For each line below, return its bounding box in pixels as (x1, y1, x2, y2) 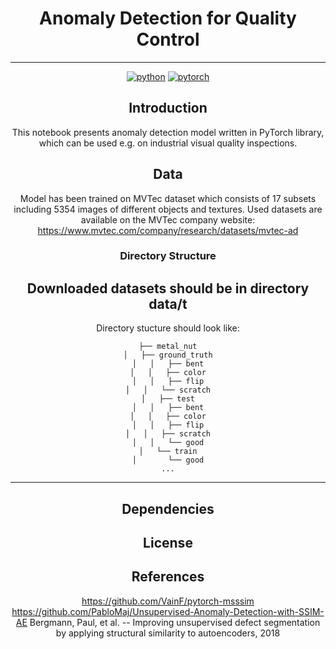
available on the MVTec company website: (80, 213, 256, 226)
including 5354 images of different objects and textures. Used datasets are (13, 203, 323, 215)
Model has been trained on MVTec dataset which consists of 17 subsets (19, 192, 317, 204)
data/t (148, 295, 188, 312)
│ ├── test (141, 394, 195, 404)
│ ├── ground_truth (123, 350, 213, 361)
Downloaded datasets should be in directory (26, 280, 310, 297)
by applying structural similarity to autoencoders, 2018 (55, 627, 281, 639)
